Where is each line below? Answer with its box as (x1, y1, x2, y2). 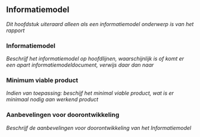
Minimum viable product (6, 77, 79, 85)
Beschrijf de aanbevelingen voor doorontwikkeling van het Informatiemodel (6, 124, 192, 131)
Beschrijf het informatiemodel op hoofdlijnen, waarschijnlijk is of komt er (6, 55, 185, 62)
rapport (6, 27, 25, 34)
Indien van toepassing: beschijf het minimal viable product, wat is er (6, 90, 174, 97)
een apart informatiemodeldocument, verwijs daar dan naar (6, 62, 154, 69)
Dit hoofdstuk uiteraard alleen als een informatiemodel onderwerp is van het (6, 20, 194, 27)
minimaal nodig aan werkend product (6, 96, 99, 103)
